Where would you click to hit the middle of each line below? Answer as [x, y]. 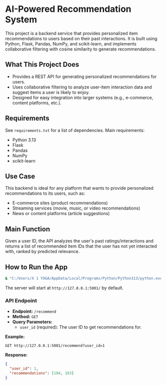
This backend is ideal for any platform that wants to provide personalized [80, 188]
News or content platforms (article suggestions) [61, 214]
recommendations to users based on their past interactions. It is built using [81, 39]
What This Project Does [42, 64]
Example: [15, 337]
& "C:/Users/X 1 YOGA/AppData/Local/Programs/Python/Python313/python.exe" [85, 278]
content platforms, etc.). [37, 103]
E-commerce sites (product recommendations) [60, 203]
